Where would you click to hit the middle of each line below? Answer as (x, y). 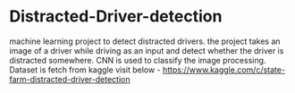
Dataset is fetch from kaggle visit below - (85, 70)
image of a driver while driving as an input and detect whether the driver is (147, 50)
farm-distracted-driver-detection (70, 79)
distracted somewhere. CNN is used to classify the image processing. (138, 60)
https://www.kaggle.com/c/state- (224, 70)
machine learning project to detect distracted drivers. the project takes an (145, 41)
